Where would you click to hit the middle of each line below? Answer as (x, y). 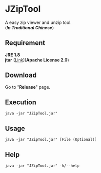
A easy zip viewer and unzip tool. (38, 22)
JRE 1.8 (13, 55)
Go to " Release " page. (28, 87)
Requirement (25, 43)
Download (21, 75)
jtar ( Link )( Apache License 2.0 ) (37, 60)
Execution (21, 102)
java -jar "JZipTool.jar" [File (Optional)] (51, 140)
